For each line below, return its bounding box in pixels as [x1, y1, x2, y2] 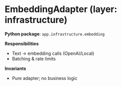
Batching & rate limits [11, 55, 56, 61]
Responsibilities [4, 40, 39, 46]
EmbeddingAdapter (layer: [4, 4, 117, 15]
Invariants [4, 65, 26, 71]
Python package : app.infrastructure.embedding [4, 31, 105, 37]
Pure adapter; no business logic [11, 75, 78, 81]
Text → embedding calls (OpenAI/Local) [11, 50, 94, 56]
